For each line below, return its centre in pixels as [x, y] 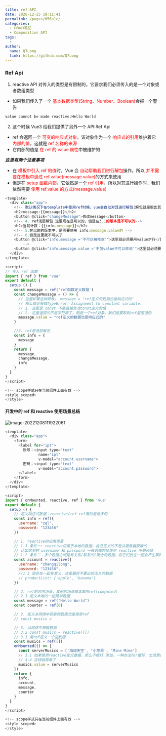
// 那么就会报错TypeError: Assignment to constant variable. [80, 304]
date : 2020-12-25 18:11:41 [33, 14]
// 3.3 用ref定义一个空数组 [40, 637]
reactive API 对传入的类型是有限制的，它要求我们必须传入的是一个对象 [83, 84]
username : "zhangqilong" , [45, 564]
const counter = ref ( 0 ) [39, 606]
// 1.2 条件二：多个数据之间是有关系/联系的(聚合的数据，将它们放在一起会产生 [85, 555]
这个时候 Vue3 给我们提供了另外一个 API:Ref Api [61, 126]
